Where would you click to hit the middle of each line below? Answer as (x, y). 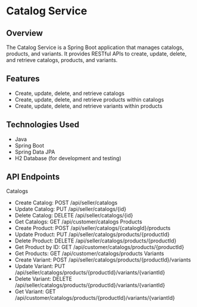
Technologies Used (43, 125)
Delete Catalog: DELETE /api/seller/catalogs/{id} (74, 216)
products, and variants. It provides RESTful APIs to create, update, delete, (96, 54)
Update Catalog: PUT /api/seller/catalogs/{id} (71, 209)
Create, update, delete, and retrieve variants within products (88, 106)
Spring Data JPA (35, 152)
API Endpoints (33, 177)
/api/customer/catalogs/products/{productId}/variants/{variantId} (95, 298)
